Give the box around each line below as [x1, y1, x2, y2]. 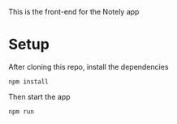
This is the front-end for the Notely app [8, 7, 140, 16]
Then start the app [8, 92, 71, 101]
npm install [8, 77, 49, 86]
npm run [8, 107, 35, 116]
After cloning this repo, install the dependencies [8, 62, 169, 71]
